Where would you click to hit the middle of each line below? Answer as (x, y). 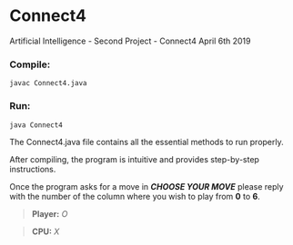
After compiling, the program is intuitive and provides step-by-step (134, 159)
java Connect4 (36, 125)
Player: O (50, 213)
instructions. (33, 169)
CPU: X (45, 231)
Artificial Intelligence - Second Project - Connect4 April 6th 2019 (130, 41)
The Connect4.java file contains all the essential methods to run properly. (146, 142)
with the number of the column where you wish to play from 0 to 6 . (135, 196)
